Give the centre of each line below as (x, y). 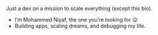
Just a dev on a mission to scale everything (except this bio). (79, 8)
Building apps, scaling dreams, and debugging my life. (80, 26)
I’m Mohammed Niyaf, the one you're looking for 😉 (76, 20)
